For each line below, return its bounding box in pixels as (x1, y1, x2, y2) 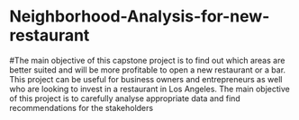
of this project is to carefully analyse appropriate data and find (9, 92, 240, 104)
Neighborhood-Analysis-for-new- (9, 6, 270, 27)
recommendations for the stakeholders (9, 102, 154, 113)
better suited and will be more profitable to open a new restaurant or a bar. (9, 64, 286, 75)
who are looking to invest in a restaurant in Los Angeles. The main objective (9, 83, 290, 94)
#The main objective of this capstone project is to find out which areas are (9, 55, 285, 65)
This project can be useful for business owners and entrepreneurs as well (9, 73, 283, 84)
